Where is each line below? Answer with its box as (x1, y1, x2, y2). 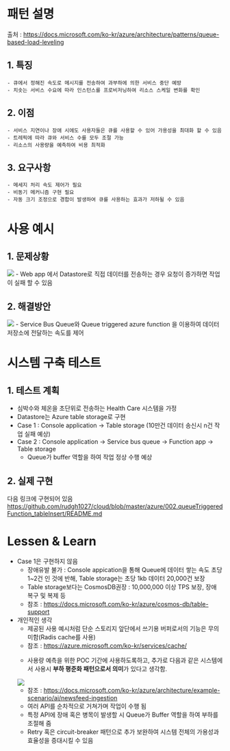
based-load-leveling (7, 38, 64, 46)
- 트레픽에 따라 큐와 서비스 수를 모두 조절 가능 (7, 134, 125, 141)
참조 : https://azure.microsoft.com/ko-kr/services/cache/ (27, 641, 187, 649)
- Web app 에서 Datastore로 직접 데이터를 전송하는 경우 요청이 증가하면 (15, 270, 207, 278)
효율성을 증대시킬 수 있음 (27, 736, 94, 744)
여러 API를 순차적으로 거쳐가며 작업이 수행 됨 (27, 702, 147, 710)
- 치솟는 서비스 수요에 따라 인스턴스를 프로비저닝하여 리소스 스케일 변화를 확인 (7, 86, 201, 93)
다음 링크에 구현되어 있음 (7, 494, 73, 503)
